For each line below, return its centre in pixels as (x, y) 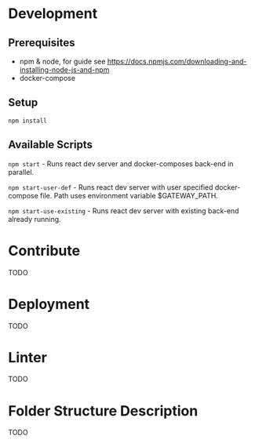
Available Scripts (50, 145)
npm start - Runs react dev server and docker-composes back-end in (121, 163)
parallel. (21, 172)
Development (53, 14)
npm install (27, 121)
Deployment (49, 304)
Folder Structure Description (103, 410)
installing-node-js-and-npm (64, 70)
